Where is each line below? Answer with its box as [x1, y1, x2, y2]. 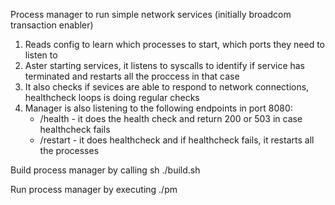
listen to [24, 49, 58, 61]
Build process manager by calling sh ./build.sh [10, 164, 201, 176]
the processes [39, 145, 100, 156]
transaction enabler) [10, 19, 94, 31]
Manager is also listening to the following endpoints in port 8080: [24, 102, 293, 114]
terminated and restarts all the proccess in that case [24, 70, 240, 82]
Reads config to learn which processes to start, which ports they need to [24, 39, 325, 50]
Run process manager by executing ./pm [10, 184, 178, 195]
